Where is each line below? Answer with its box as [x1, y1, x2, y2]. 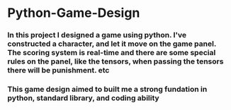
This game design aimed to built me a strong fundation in [7, 85, 208, 94]
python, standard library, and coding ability [7, 93, 159, 103]
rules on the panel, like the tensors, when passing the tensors [7, 56, 224, 66]
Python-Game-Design [7, 5, 140, 21]
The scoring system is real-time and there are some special [7, 48, 216, 58]
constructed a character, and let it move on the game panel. [7, 39, 217, 49]
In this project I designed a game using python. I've [7, 30, 186, 40]
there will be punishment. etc [7, 66, 110, 75]
